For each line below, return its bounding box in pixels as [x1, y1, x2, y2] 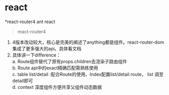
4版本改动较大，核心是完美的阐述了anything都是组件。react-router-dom [12, 39, 164, 45]
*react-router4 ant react [5, 18, 56, 25]
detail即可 [12, 78, 33, 84]
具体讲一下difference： [12, 52, 61, 58]
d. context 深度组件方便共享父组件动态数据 [12, 84, 102, 90]
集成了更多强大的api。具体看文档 [12, 45, 82, 51]
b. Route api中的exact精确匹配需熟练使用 [12, 65, 99, 71]
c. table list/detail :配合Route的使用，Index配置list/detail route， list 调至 [12, 71, 164, 77]
